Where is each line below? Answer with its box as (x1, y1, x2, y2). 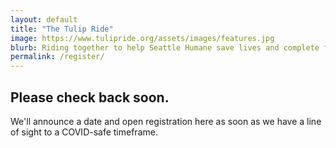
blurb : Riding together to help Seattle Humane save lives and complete (10, 42, 320, 53)
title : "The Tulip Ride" (10, 24, 114, 34)
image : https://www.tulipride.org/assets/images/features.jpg (10, 33, 275, 43)
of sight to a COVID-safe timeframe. (10, 126, 158, 138)
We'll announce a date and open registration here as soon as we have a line (10, 115, 322, 127)
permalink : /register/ (10, 52, 105, 62)
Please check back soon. (10, 89, 170, 106)
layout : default (10, 14, 78, 25)
